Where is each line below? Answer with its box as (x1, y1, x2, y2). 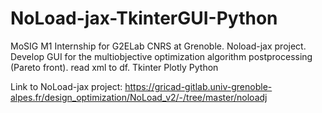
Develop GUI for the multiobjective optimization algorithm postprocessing (10, 50, 313, 62)
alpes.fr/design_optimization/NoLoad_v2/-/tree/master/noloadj (10, 91, 268, 103)
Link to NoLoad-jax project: (10, 80, 123, 92)
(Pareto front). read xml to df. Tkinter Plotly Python (10, 61, 219, 73)
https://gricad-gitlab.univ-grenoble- (124, 80, 273, 92)
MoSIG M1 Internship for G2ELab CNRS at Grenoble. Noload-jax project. (10, 40, 307, 52)
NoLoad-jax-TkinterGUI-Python (10, 7, 278, 30)
